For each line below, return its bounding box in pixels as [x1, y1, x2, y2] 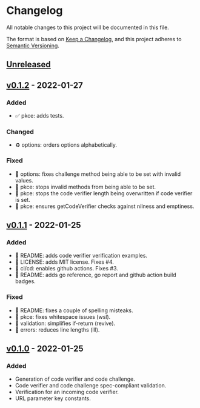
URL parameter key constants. [15, 395, 91, 402]
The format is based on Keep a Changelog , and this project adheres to [6, 35, 182, 42]
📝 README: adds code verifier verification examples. [15, 252, 147, 259]
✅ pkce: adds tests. [15, 112, 64, 119]
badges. [15, 278, 36, 285]
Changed [6, 127, 35, 136]
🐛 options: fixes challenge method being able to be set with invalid [15, 170, 181, 178]
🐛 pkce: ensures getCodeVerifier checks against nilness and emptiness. [15, 202, 195, 210]
